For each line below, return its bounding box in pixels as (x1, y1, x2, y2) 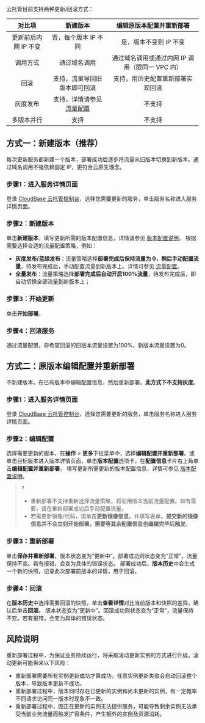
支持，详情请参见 (52, 95, 103, 103)
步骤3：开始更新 (6, 295, 55, 303)
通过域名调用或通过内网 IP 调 (112, 54, 195, 62)
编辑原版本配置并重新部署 (116, 21, 190, 29)
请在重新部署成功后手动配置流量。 (41, 505, 127, 512)
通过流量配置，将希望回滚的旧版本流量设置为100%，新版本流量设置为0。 (6, 341, 190, 349)
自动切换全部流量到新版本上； (15, 278, 90, 285)
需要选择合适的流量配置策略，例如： (6, 242, 98, 249)
